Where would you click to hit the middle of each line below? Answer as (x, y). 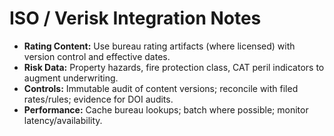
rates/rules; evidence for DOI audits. (98, 99)
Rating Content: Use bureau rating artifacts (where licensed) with (159, 46)
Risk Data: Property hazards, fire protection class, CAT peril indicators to (174, 67)
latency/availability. (63, 120)
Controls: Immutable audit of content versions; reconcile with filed (161, 88)
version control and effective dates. (97, 56)
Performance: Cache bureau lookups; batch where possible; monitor (166, 109)
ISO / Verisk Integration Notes (135, 18)
